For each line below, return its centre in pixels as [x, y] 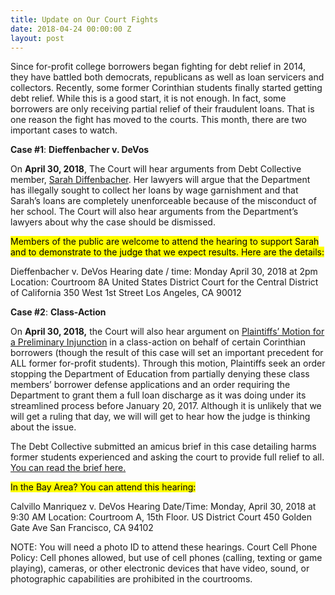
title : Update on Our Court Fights [84, 19]
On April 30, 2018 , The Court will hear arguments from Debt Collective [156, 169]
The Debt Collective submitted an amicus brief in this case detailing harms [163, 447]
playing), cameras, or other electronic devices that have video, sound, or [160, 568]
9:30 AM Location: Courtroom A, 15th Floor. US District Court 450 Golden [161, 517]
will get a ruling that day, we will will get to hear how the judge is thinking [160, 417]
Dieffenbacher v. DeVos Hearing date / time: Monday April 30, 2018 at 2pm [164, 272]
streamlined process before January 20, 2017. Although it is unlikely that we [166, 406]
